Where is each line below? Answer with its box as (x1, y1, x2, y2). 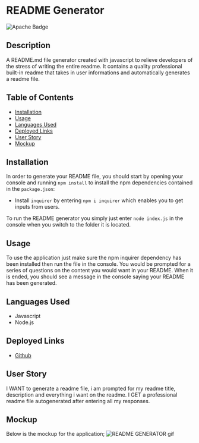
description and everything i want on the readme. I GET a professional (6, 391, 178, 398)
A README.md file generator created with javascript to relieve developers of (6, 56, 193, 63)
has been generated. (6, 279, 58, 287)
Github (14, 351, 31, 359)
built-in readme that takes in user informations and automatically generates (6, 69, 190, 76)
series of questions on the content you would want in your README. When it (6, 267, 194, 274)
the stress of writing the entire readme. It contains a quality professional (6, 62, 182, 70)
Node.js (14, 319, 34, 326)
